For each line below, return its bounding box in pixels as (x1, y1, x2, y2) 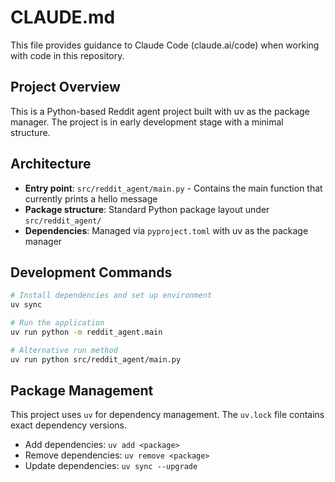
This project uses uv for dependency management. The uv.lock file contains (10, 409, 325, 421)
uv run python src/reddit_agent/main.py (10, 354, 182, 365)
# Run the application (10, 318, 105, 328)
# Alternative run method (10, 345, 118, 355)
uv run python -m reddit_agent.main (10, 327, 163, 337)
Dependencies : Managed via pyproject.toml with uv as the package (24, 224, 309, 236)
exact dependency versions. (10, 419, 128, 431)
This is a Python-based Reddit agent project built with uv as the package (10, 105, 310, 117)
